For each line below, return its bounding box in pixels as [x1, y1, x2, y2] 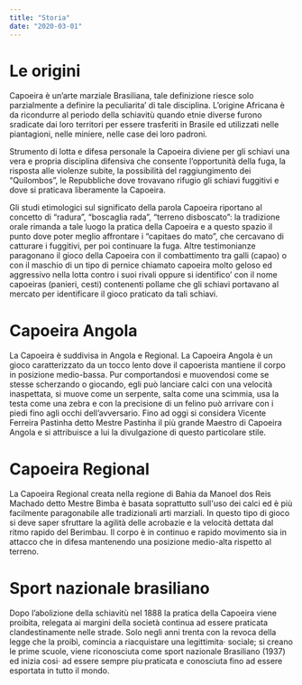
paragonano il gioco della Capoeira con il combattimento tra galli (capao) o [9, 250, 287, 261]
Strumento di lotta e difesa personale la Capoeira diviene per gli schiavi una [9, 146, 290, 157]
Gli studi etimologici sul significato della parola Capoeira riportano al [9, 202, 263, 213]
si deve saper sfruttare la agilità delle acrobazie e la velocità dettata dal [9, 517, 274, 529]
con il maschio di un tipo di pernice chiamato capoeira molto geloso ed [9, 259, 273, 271]
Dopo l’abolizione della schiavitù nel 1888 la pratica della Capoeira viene [9, 607, 278, 619]
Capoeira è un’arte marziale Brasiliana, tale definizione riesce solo [9, 90, 254, 101]
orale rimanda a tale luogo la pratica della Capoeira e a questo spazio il [9, 221, 273, 232]
